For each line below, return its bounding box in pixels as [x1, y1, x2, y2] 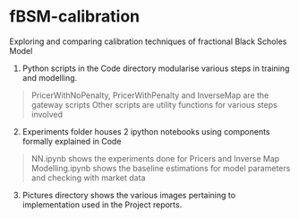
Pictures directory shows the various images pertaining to [21, 189, 235, 200]
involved [30, 109, 64, 119]
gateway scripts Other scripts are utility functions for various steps [30, 99, 278, 109]
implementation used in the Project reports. [21, 199, 183, 210]
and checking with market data [30, 172, 146, 183]
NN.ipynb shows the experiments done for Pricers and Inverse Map [30, 153, 280, 163]
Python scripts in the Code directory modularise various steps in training [21, 63, 290, 74]
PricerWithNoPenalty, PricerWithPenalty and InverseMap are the [30, 90, 269, 101]
